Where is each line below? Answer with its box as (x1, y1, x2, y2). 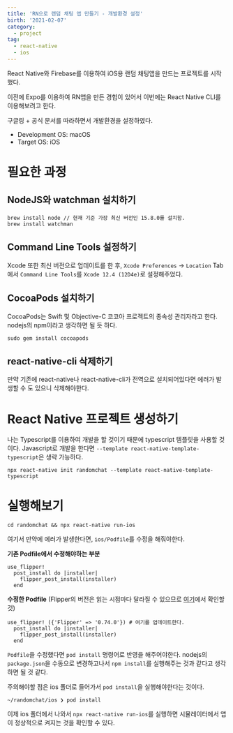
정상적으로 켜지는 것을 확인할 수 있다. (14, 718, 115, 727)
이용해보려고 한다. (7, 101, 57, 110)
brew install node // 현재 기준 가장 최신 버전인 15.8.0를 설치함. (7, 214, 186, 221)
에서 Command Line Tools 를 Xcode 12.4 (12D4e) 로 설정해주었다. (7, 269, 183, 278)
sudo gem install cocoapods (7, 334, 89, 342)
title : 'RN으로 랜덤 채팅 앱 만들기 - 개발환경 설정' (7, 10, 144, 17)
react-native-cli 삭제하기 (7, 355, 113, 367)
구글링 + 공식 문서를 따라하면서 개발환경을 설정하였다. (7, 116, 153, 124)
